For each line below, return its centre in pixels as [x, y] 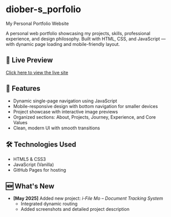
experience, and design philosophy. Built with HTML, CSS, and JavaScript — [86, 39]
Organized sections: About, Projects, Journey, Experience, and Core [84, 117]
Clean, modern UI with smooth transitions [57, 128]
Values [20, 122]
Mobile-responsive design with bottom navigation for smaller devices [85, 106]
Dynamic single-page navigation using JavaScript [65, 101]
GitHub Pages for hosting [40, 170]
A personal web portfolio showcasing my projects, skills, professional [78, 33]
